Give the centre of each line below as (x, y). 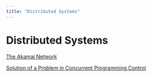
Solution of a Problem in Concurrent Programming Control (76, 68)
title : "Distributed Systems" (43, 11)
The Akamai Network (32, 57)
